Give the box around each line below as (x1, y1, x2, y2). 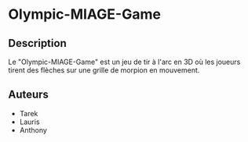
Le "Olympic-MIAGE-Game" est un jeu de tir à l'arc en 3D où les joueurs (8, 57, 241, 66)
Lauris (19, 117, 41, 126)
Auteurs (8, 88, 49, 101)
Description (8, 37, 67, 50)
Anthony (19, 125, 47, 134)
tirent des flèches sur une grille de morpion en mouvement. (8, 66, 200, 75)
